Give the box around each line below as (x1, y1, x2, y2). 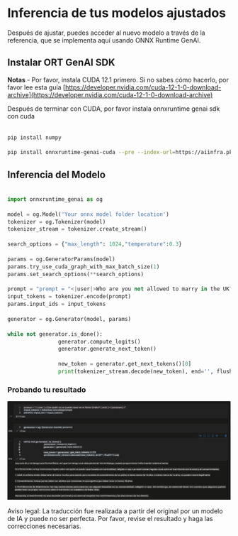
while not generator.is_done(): (7, 330, 103, 338)
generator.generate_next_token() (57, 346, 157, 353)
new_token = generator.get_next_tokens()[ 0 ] (57, 361, 192, 368)
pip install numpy (7, 133, 62, 141)
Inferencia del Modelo (7, 168, 106, 180)
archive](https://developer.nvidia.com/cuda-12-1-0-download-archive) (7, 90, 213, 99)
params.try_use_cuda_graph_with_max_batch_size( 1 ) (7, 263, 160, 270)
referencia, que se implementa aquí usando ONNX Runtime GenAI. (7, 35, 201, 44)
